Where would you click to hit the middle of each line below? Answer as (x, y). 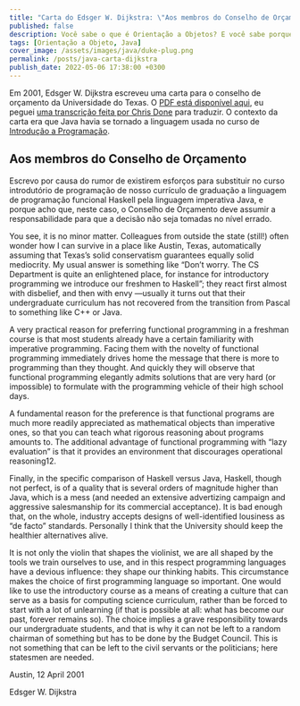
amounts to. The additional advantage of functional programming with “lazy (148, 442)
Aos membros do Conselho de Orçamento (128, 159)
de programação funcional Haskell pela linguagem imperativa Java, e (136, 200)
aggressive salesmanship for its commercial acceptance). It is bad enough (146, 506)
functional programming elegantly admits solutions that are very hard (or (143, 377)
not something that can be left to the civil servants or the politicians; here (144, 647)
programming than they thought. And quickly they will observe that (132, 367)
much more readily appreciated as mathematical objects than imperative (142, 422)
